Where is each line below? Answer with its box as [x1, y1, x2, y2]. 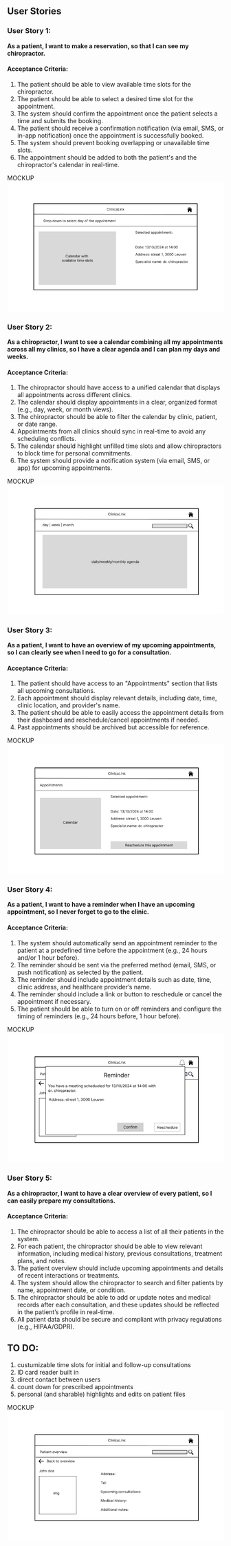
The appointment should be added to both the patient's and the [16, 153, 197, 161]
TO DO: [7, 1342, 39, 1354]
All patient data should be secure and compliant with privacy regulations [16, 1315, 222, 1323]
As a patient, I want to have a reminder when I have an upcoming [7, 901, 195, 909]
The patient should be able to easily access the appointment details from [16, 709, 224, 717]
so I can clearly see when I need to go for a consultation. [7, 648, 172, 656]
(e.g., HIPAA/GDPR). [16, 1322, 75, 1331]
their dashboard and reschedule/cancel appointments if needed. [16, 716, 200, 724]
